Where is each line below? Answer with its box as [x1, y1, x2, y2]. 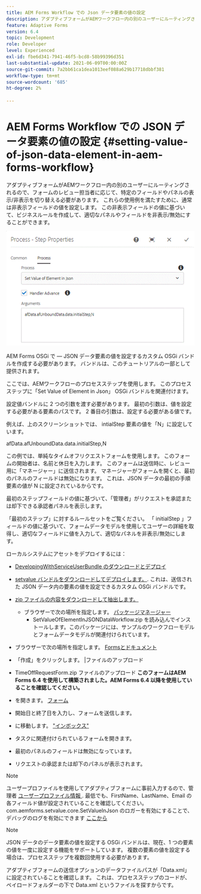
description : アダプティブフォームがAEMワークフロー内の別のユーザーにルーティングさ [6, 16, 196, 22]
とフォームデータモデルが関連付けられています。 [32, 631, 153, 638]
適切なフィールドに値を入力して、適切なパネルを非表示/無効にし [22, 530, 181, 538]
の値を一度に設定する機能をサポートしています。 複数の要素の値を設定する [6, 846, 191, 853]
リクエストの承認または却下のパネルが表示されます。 [14, 760, 146, 768]
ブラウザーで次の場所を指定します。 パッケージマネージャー [23, 609, 172, 616]
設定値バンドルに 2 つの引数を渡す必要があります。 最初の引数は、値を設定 [6, 401, 192, 408]
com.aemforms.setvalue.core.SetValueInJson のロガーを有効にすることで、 [6, 807, 193, 814]
